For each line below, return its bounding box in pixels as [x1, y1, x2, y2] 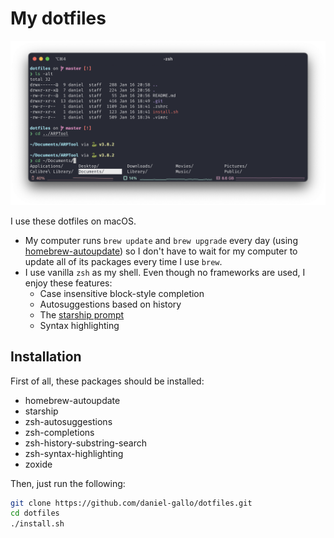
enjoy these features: [24, 277, 113, 289]
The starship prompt [39, 308, 125, 321]
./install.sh [10, 519, 65, 529]
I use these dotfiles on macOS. [10, 215, 137, 227]
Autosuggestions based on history [39, 298, 182, 310]
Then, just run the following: [10, 477, 126, 489]
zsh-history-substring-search [24, 437, 147, 449]
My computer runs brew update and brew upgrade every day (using [24, 234, 298, 246]
